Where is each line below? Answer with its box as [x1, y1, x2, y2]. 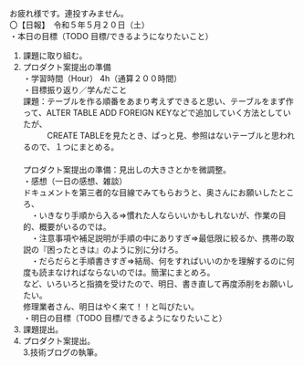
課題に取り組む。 [22, 50, 88, 61]
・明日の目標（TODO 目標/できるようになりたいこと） [22, 313, 227, 323]
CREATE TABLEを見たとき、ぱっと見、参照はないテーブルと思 [47, 131, 280, 141]
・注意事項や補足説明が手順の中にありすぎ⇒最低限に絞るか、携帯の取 [30, 233, 295, 244]
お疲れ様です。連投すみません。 [9, 8, 130, 18]
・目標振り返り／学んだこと [22, 85, 128, 95]
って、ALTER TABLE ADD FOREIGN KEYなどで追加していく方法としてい [22, 108, 292, 118]
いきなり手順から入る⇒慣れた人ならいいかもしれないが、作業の [38, 210, 278, 221]
